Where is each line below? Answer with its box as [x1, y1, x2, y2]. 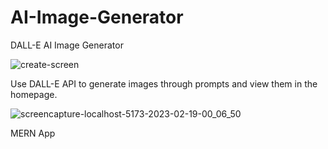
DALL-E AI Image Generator [10, 39, 124, 51]
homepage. [10, 88, 58, 100]
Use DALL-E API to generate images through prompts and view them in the [10, 77, 318, 90]
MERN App [10, 127, 56, 139]
